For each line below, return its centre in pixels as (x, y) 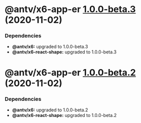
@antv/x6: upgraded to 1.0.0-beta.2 (50, 110)
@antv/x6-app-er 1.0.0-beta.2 (70, 72)
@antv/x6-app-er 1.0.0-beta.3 (70, 9)
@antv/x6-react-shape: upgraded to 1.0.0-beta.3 (64, 52)
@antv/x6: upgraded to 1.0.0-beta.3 (50, 47)
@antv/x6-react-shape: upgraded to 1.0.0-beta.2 (64, 115)
